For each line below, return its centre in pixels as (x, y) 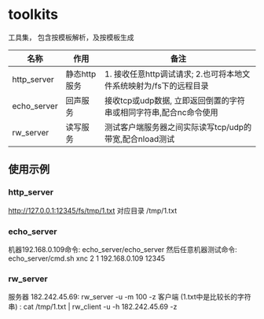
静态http (81, 74)
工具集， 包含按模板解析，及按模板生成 (71, 37)
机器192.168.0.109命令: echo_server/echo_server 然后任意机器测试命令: (123, 249)
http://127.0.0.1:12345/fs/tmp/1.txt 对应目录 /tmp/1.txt (93, 210)
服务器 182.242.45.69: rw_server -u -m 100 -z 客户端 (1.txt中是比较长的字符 (130, 297)
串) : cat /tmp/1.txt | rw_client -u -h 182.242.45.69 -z (93, 307)
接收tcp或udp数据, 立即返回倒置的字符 (175, 100)
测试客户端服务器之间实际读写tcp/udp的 (178, 127)
